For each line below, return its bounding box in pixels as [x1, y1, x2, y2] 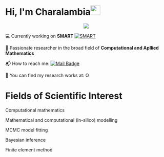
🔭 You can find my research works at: [5, 72, 85, 78]
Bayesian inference [5, 137, 46, 143]
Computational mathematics [5, 107, 65, 113]
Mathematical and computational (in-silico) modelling [5, 117, 118, 123]
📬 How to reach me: [5, 60, 50, 66]
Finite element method [5, 146, 53, 153]
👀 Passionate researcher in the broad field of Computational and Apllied [5, 44, 159, 51]
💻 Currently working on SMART [5, 33, 74, 39]
